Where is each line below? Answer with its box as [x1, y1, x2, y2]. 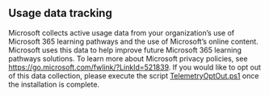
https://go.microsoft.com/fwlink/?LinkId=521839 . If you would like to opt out [8, 62, 261, 72]
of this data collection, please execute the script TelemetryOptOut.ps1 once [8, 70, 259, 80]
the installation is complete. [8, 79, 99, 89]
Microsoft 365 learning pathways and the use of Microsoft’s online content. [8, 36, 258, 46]
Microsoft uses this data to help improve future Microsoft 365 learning [8, 44, 242, 55]
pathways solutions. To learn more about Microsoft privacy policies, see [8, 53, 248, 63]
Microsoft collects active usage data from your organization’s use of [8, 27, 235, 37]
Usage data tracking [8, 6, 113, 20]
